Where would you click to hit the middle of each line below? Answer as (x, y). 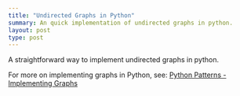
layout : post (29, 30)
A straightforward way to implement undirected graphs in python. (114, 60)
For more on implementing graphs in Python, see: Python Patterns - (117, 75)
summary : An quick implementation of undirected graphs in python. (121, 23)
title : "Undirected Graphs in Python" (71, 15)
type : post (26, 37)
